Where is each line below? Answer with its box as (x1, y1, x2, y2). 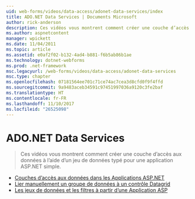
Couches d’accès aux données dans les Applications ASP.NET (14, 174, 165, 181)
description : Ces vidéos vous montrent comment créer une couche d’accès (6, 25, 190, 31)
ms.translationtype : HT (6, 90, 64, 96)
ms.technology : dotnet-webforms (6, 57, 85, 63)
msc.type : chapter (6, 74, 51, 79)
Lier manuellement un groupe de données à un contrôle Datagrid (14, 180, 170, 187)
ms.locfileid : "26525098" (6, 106, 69, 112)
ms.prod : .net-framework (6, 62, 67, 69)
